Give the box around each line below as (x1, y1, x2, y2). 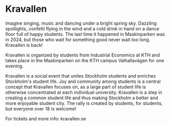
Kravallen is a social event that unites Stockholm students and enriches (5, 73, 156, 79)
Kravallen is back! (5, 42, 43, 48)
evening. (5, 63, 24, 69)
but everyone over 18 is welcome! (5, 105, 77, 112)
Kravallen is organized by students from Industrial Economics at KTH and (5, 52, 160, 58)
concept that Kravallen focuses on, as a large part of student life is (5, 83, 146, 90)
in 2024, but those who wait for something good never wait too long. (5, 37, 150, 43)
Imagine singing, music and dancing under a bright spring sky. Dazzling (5, 20, 157, 26)
